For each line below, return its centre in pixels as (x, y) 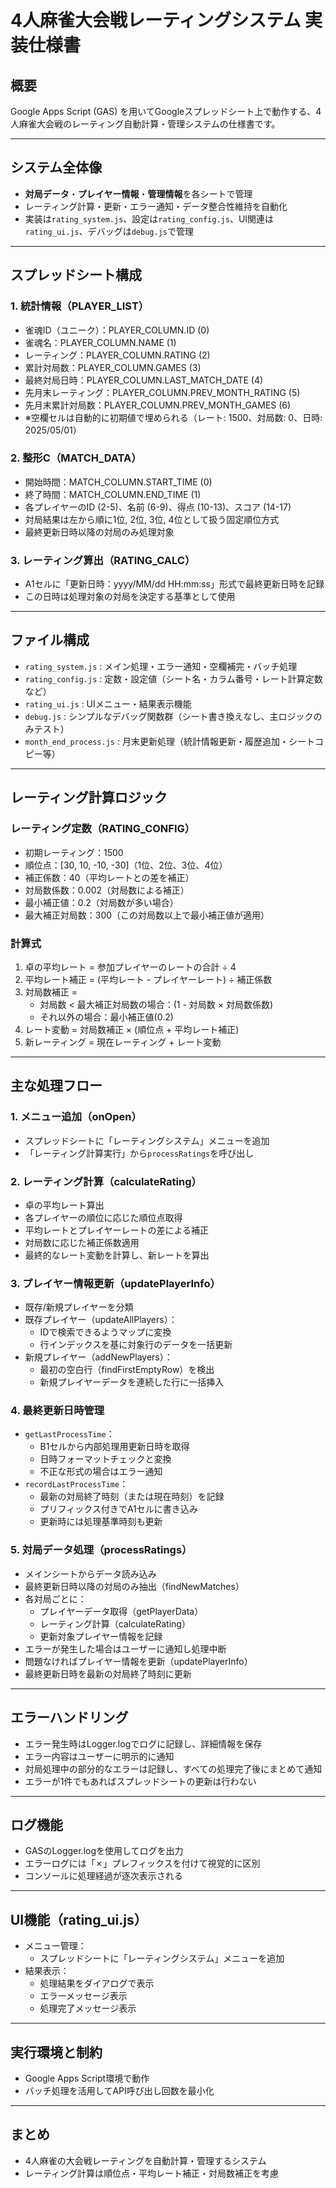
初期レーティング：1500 (74, 852)
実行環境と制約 (56, 2052)
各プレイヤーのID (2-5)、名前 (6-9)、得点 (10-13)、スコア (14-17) (158, 507)
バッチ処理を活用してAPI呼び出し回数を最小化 (119, 2091)
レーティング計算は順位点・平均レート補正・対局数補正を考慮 (151, 2173)
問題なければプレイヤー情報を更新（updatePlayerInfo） (138, 1661)
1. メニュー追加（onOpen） (76, 1117)
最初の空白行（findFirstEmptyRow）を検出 (127, 1370)
